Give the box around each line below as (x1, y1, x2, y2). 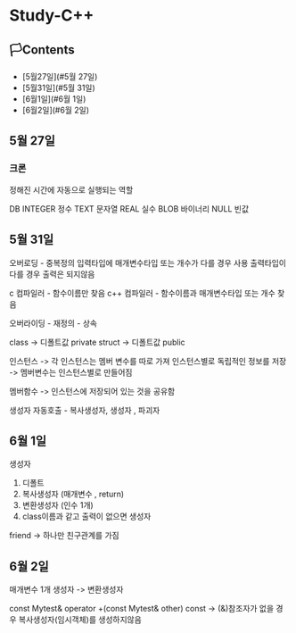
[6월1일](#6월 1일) (21, 94, 86, 104)
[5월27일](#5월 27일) (21, 71, 98, 81)
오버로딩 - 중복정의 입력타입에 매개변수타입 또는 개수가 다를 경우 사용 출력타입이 (9, 257, 287, 268)
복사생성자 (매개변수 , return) (21, 488, 125, 500)
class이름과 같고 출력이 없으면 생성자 (21, 511, 152, 522)
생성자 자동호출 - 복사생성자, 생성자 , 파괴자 (9, 404, 160, 415)
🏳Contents (9, 42, 75, 57)
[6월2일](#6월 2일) (21, 104, 89, 115)
